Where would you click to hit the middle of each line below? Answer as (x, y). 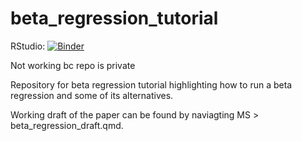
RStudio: (28, 46)
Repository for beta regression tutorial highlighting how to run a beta (151, 84)
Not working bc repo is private (73, 65)
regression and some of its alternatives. (92, 95)
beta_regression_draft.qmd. (67, 125)
